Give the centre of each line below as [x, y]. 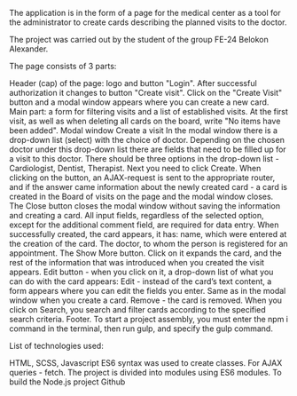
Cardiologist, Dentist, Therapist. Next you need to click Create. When [135, 168]
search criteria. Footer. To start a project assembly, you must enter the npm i [148, 319]
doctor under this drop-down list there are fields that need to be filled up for [148, 149]
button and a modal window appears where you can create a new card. [139, 102]
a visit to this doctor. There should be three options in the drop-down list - [144, 158]
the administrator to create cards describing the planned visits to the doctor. [148, 22]
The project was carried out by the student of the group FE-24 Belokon [139, 40]
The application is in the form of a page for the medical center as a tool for [145, 13]
